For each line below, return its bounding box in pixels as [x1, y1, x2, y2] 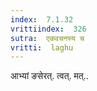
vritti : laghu [10, 42, 74, 53]
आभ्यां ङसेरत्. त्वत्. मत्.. [10, 70, 89, 82]
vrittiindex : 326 [10, 24, 87, 34]
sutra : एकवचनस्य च [10, 33, 85, 43]
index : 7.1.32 [10, 14, 74, 25]
